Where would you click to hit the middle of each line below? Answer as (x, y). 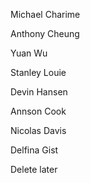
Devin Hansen (39, 92)
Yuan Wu (29, 53)
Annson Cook (38, 111)
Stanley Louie (38, 72)
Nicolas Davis (38, 130)
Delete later (34, 169)
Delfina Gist (34, 150)
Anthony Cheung (45, 33)
